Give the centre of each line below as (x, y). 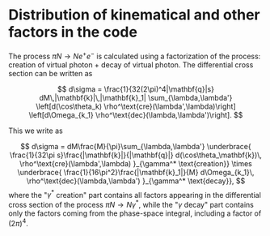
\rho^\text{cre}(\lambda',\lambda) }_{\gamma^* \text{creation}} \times (136, 163)
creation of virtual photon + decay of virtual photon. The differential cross (131, 64)
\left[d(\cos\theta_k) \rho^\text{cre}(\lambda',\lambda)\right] (136, 106)
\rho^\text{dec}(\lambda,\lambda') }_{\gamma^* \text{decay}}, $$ (136, 181)
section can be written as (51, 73)
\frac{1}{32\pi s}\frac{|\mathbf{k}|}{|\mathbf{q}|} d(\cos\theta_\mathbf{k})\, (136, 155)
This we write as (36, 131)
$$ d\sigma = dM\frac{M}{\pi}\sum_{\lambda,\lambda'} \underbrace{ (136, 146)
